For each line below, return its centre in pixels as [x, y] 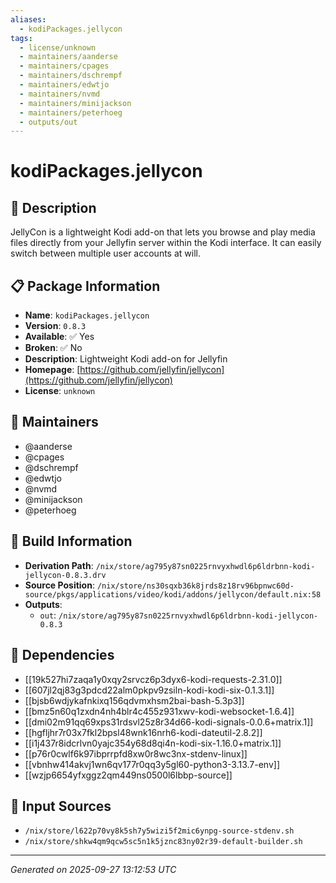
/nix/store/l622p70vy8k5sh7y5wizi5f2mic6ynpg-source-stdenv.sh [159, 831]
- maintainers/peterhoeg [71, 112]
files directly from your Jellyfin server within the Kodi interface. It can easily [166, 243]
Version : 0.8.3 [55, 326]
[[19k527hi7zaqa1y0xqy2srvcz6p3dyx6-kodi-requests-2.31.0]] [153, 679]
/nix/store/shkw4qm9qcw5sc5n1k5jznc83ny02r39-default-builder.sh [163, 842]
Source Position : [59, 585]
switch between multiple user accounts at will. [105, 253]
